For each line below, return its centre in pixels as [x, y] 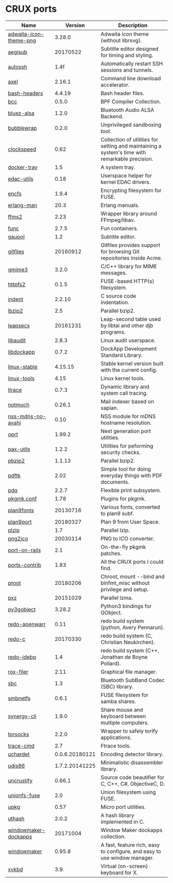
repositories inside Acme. [131, 258]
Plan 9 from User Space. [130, 522]
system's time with [123, 152]
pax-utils [19, 449]
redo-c [17, 639]
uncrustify [20, 781]
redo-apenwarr [27, 624]
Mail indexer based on [127, 401]
